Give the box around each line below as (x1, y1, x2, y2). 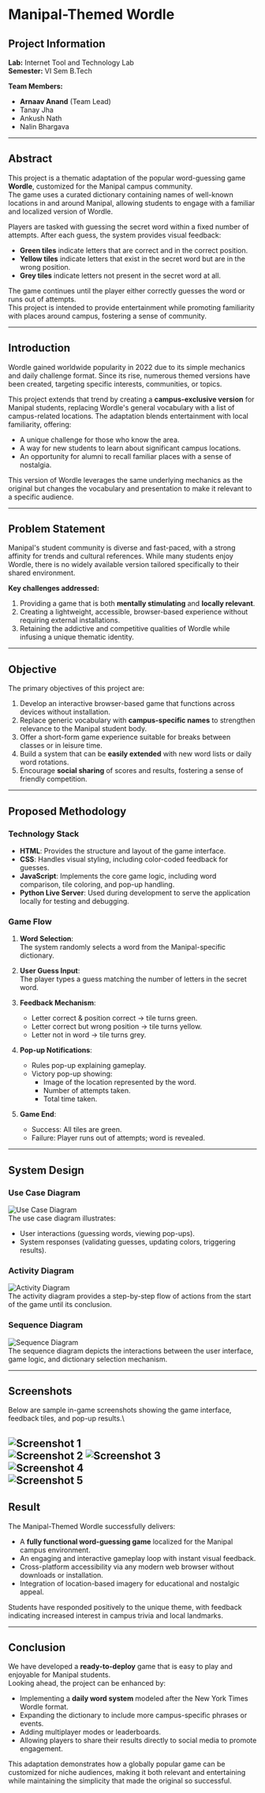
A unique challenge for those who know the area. (19, 435, 180, 444)
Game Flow (8, 916, 53, 927)
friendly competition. (19, 775, 88, 784)
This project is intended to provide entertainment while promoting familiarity (8, 302, 255, 312)
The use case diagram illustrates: (8, 1213, 116, 1223)
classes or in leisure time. (19, 741, 103, 750)
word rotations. (19, 757, 69, 767)
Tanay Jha (19, 105, 54, 114)
